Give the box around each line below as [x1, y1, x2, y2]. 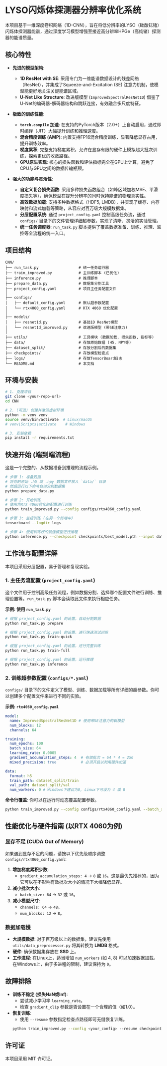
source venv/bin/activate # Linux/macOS [5, 417, 92, 422]
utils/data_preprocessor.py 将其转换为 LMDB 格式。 [12, 942, 122, 949]
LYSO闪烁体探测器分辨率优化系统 [5, 4, 142, 16]
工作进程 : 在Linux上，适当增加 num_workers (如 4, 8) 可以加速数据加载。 [12, 955, 158, 961]
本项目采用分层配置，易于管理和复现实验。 [5, 563, 92, 569]
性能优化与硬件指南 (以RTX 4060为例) [5, 822, 123, 830]
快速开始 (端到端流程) [5, 450, 71, 459]
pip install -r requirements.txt [5, 435, 75, 440]
